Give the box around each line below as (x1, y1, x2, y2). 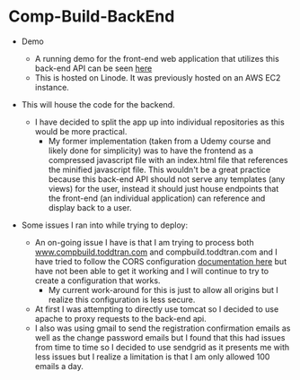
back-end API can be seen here (34, 63, 153, 73)
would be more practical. (34, 125, 128, 136)
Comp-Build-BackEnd (8, 6, 175, 27)
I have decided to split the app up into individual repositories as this (34, 117, 285, 127)
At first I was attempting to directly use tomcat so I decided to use (34, 303, 279, 315)
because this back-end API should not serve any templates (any (48, 173, 286, 185)
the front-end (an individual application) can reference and (48, 193, 266, 203)
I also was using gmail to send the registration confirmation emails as (34, 323, 291, 333)
